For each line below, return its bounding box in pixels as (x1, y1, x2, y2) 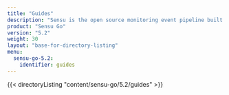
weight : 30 (7, 36, 39, 43)
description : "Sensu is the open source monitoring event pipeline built (7, 17, 223, 23)
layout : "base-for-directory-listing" (7, 42, 118, 49)
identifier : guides (19, 61, 76, 68)
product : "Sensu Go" (7, 23, 67, 30)
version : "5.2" (7, 29, 51, 36)
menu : (7, 49, 23, 56)
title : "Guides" (7, 10, 54, 17)
